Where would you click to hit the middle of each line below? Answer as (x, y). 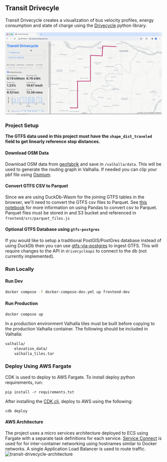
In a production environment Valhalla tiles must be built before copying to (80, 324)
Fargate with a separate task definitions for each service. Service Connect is (83, 438)
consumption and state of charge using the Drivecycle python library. (76, 25)
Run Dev (14, 281)
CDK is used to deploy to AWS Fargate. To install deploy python (70, 377)
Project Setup (22, 126)
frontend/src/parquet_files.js (38, 218)
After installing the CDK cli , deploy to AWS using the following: (69, 401)
